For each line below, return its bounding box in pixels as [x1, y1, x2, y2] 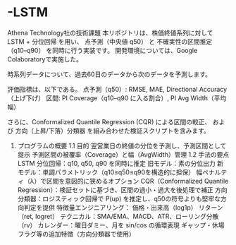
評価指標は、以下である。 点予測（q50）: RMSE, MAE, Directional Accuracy [7, 85, 228, 93]
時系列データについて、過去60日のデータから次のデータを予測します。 [7, 70, 211, 78]
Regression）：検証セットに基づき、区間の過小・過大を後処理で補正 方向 [17, 185, 228, 194]
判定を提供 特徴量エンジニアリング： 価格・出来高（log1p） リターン [23, 203, 223, 212]
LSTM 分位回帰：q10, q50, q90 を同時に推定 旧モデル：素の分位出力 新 [17, 159, 224, 167]
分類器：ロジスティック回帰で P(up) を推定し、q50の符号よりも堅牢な [17, 194, 221, 203]
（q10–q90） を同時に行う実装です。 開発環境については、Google [7, 46, 198, 54]
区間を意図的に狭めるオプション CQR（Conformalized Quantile [46, 177, 229, 185]
